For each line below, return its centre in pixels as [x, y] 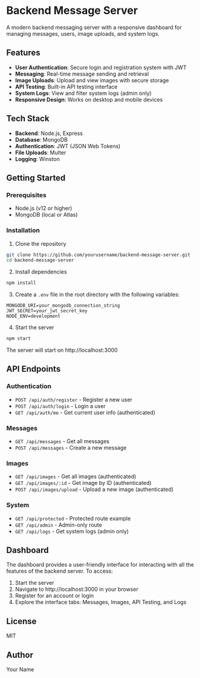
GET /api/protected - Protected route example [73, 518]
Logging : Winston [37, 159]
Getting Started [36, 178]
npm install [21, 283]
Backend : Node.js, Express [49, 133]
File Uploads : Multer [40, 153]
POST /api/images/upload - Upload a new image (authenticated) [94, 489]
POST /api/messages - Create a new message [71, 448]
